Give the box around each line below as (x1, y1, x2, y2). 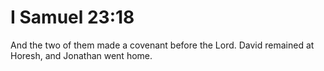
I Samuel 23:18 (10, 6, 135, 29)
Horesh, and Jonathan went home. (10, 49, 153, 61)
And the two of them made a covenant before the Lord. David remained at (10, 39, 315, 51)
